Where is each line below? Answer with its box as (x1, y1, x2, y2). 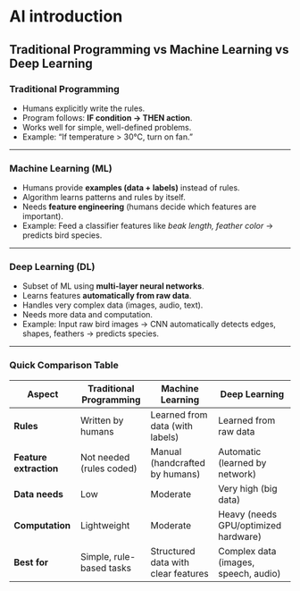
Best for (13, 556, 49, 569)
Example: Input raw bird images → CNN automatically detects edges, (21, 319, 277, 330)
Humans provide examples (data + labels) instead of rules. (21, 182, 240, 193)
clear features (150, 567, 210, 579)
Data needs (13, 487, 64, 500)
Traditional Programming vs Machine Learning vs (9, 42, 289, 57)
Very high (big (218, 482, 278, 494)
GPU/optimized (218, 519, 282, 531)
